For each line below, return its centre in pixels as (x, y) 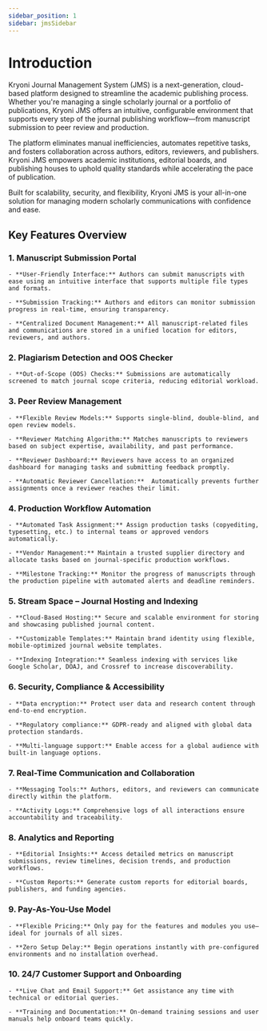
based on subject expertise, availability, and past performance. (121, 446)
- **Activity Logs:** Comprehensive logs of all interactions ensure (127, 811)
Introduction (50, 63)
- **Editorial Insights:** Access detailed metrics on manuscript (121, 855)
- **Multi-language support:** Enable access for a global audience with (134, 746)
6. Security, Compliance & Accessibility (87, 687)
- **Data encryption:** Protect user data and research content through (132, 704)
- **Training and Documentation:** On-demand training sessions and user (134, 1012)
